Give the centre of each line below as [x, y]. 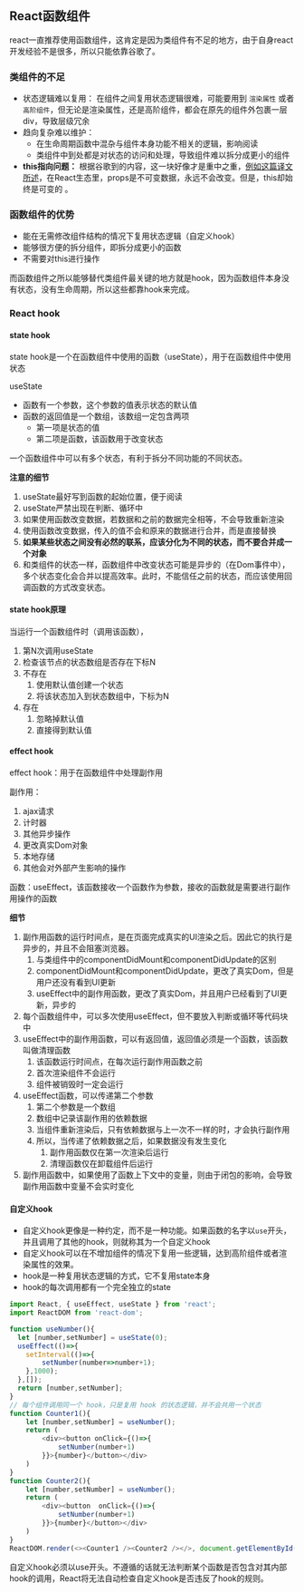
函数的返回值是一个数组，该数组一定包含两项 [106, 416]
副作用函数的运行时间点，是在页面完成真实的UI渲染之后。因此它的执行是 [157, 937]
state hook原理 [38, 609]
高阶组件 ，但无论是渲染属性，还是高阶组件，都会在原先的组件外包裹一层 [155, 110]
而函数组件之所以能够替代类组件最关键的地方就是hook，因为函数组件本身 [146, 278]
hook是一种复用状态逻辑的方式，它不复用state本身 [116, 1276]
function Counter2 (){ [50, 1480]
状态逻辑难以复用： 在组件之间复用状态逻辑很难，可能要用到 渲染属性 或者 [158, 99]
